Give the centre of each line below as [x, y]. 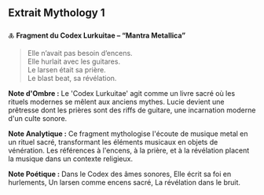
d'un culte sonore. [38, 118]
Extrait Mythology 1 [57, 13]
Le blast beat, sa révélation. [72, 78]
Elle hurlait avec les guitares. [73, 61]
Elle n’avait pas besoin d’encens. [80, 53]
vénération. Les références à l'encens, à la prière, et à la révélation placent [129, 150]
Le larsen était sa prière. [66, 69]
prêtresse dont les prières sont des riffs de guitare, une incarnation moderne [132, 110]
